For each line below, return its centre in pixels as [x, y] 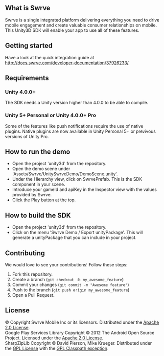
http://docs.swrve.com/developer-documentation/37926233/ [67, 63]
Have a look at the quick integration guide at [50, 57]
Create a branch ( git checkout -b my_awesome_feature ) [68, 280]
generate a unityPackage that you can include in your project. [74, 237]
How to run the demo [38, 152]
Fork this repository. [32, 274]
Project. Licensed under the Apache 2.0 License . [54, 338]
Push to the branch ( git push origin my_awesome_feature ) [71, 290]
